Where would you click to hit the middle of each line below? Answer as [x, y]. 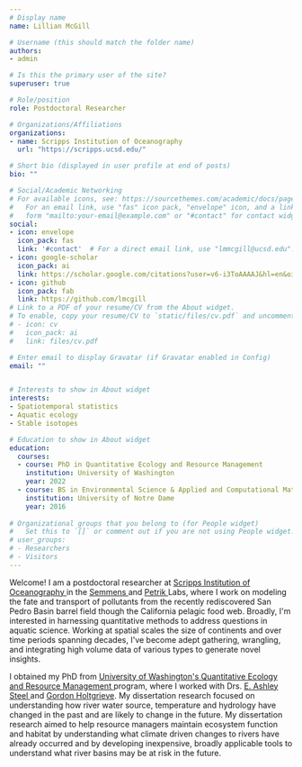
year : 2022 [46, 482]
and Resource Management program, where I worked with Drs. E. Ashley [144, 686]
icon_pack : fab [46, 291]
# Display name [38, 18]
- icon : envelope [42, 232]
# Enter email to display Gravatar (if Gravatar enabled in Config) [140, 357]
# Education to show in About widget [80, 439]
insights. [25, 659]
